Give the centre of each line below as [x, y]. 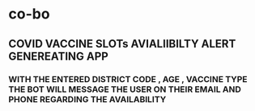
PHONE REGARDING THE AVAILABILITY [87, 99]
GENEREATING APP [59, 56]
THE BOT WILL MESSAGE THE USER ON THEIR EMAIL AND [125, 89]
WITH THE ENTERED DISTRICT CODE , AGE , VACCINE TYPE [128, 79]
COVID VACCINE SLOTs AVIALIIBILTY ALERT [122, 44]
